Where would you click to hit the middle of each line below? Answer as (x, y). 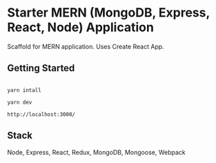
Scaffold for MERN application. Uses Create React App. (86, 46)
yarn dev (20, 102)
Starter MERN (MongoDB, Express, (109, 13)
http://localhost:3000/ (41, 114)
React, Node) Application (80, 27)
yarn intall (24, 90)
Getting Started (41, 68)
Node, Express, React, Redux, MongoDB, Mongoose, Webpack (96, 152)
